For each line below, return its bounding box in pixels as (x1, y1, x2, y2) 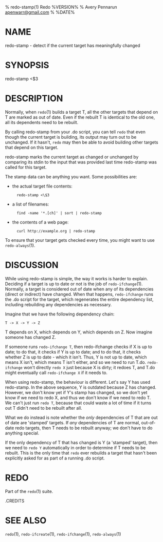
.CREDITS (5, 498, 24, 503)
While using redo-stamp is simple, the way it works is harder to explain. (5, 275, 148, 281)
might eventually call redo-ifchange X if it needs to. (5, 370, 108, 375)
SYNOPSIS (5, 60, 50, 71)
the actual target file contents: (12, 183, 72, 189)
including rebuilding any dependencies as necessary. (5, 301, 112, 307)
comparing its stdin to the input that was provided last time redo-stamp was (5, 159, 157, 165)
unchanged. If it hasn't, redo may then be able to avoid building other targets (5, 139, 159, 145)
